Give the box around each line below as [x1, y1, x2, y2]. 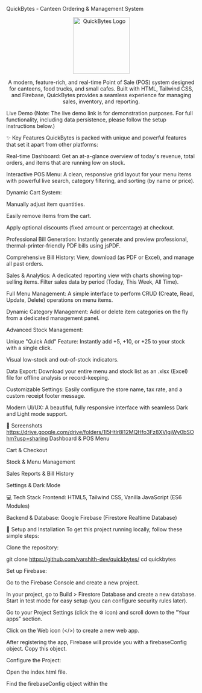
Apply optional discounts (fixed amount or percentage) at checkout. [6, 224, 175, 231]
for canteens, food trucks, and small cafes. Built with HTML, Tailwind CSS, [8, 85, 194, 92]
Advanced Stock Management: [6, 326, 83, 333]
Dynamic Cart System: [6, 189, 62, 196]
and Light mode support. [6, 410, 68, 417]
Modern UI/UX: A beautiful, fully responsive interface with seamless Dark [6, 404, 188, 411]
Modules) [6, 502, 30, 509]
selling [6, 278, 23, 286]
